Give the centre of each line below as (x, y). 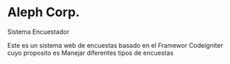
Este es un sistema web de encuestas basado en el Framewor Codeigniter (115, 45)
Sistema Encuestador (38, 32)
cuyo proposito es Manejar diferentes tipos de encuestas (91, 53)
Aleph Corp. (44, 12)
